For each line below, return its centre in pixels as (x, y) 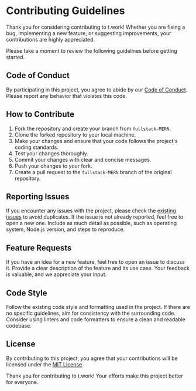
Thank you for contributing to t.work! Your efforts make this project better (94, 376)
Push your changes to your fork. (53, 166)
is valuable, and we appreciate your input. (56, 274)
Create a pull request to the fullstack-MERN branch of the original (93, 172)
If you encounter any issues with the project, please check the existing (91, 211)
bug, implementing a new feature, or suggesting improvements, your (89, 33)
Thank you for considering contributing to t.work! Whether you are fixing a (96, 27)
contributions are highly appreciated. (51, 39)
